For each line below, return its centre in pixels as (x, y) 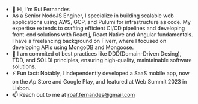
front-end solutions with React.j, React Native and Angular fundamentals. (103, 35)
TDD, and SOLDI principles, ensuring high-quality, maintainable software (102, 60)
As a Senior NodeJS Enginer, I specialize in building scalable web (93, 16)
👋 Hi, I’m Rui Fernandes (41, 9)
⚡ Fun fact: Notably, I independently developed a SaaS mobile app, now (101, 73)
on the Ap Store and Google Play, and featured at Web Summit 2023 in (99, 82)
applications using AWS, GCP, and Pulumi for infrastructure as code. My (101, 22)
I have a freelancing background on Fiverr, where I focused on (89, 41)
